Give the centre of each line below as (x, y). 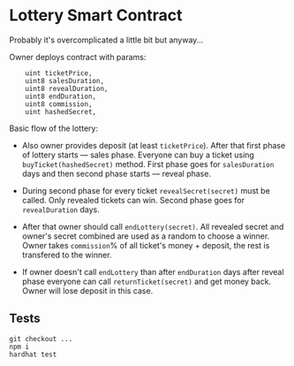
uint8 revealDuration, (67, 88)
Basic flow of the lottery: (54, 128)
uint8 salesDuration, (64, 80)
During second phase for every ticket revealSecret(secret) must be (146, 190)
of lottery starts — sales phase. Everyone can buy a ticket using (138, 155)
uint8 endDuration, (61, 96)
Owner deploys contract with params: (78, 57)
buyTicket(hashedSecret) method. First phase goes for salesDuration (148, 164)
